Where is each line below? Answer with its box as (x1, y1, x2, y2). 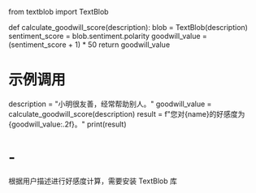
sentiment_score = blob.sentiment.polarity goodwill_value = (8, 32, 207, 41)
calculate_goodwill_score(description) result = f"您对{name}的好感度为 (8, 109, 245, 118)
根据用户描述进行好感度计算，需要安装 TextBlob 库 (8, 176, 177, 186)
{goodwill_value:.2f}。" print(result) (8, 119, 128, 129)
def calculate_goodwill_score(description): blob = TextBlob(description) (8, 23, 248, 32)
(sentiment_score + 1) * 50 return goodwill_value (8, 40, 171, 49)
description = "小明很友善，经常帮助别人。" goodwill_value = (8, 99, 212, 109)
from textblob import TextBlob (8, 7, 109, 16)
